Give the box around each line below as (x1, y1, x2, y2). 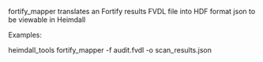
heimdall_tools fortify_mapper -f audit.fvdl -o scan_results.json (8, 46, 212, 54)
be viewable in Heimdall (8, 15, 86, 24)
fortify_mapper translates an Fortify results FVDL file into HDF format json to (8, 7, 256, 16)
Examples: (8, 31, 42, 39)
